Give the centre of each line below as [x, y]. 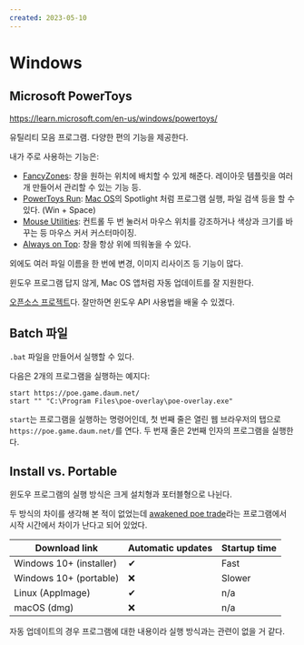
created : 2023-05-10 [49, 18]
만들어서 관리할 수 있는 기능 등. [87, 186]
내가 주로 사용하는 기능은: [54, 156]
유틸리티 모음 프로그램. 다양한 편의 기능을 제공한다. [99, 136]
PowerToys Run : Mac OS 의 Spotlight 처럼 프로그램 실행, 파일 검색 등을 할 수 [158, 198]
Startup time [249, 549]
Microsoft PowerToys [71, 96]
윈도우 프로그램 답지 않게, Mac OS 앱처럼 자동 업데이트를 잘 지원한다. [132, 282]
